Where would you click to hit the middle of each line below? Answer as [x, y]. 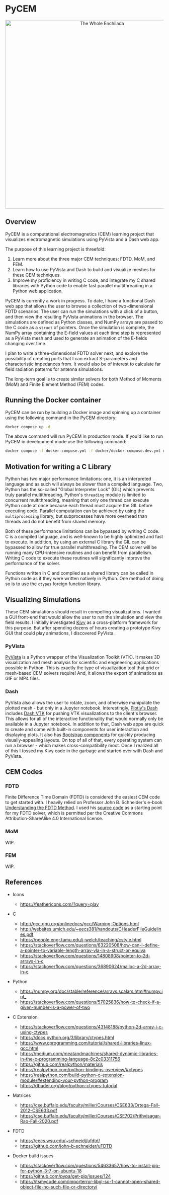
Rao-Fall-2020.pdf [39, 1121]
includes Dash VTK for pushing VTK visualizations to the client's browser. [81, 713]
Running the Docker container [53, 400]
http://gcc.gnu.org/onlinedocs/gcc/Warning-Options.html [79, 923]
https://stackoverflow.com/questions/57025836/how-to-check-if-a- [91, 1002]
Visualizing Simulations [43, 600]
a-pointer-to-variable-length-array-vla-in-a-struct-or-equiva [83, 950]
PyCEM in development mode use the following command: [66, 442]
